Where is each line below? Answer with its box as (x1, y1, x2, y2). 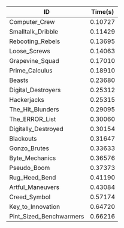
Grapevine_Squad (9, 57, 60, 65)
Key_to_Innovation (9, 203, 61, 211)
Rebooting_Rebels (9, 37, 61, 45)
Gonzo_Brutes (9, 144, 49, 152)
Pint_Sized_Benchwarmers (9, 212, 84, 220)
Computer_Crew (9, 18, 55, 26)
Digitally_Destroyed (9, 125, 64, 133)
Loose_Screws (9, 47, 51, 55)
